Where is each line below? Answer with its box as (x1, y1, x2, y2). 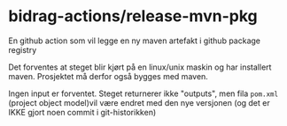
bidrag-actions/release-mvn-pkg (8, 6, 258, 26)
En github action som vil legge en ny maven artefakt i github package (8, 35, 260, 46)
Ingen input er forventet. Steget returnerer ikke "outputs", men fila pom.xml (8, 88, 279, 99)
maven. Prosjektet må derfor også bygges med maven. (8, 70, 209, 81)
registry (8, 44, 37, 55)
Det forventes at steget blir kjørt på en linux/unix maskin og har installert (8, 62, 272, 72)
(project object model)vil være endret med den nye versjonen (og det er (8, 97, 271, 107)
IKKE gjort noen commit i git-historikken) (8, 107, 157, 117)
